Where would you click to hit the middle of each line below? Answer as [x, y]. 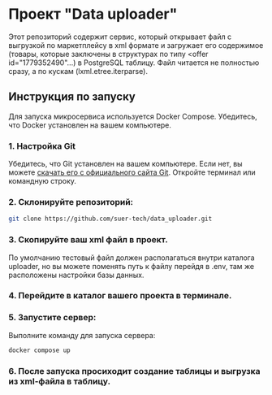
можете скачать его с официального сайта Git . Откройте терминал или [132, 172]
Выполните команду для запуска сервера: [82, 335]
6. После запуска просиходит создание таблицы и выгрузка [134, 371]
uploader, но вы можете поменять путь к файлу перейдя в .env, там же [131, 266]
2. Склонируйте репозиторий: [71, 202]
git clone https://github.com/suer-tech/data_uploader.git [110, 219]
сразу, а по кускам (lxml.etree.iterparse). [78, 71]
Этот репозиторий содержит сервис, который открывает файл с [120, 37]
